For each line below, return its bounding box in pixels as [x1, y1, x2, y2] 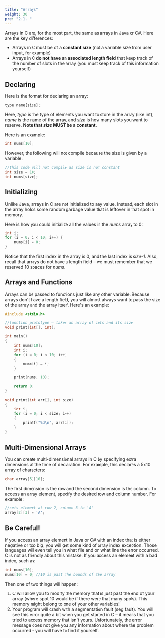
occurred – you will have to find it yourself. [12, 628, 99, 634]
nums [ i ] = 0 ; [14, 240, 41, 245]
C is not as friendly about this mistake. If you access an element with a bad [5, 552, 158, 559]
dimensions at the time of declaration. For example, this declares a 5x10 [5, 461, 151, 467]
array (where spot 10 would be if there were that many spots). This [12, 596, 148, 602]
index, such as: [5, 558, 36, 564]
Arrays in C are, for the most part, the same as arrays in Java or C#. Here [5, 30, 154, 36]
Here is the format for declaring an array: [5, 93, 88, 99]
